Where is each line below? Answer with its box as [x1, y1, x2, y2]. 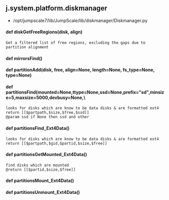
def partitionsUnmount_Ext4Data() [6, 189, 80, 195]
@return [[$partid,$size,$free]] [6, 167, 76, 172]
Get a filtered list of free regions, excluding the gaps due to [6, 40, 145, 45]
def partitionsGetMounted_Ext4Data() [6, 152, 88, 158]
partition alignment [6, 45, 49, 50]
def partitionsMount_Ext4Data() [6, 178, 74, 184]
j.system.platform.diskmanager [6, 4, 108, 13]
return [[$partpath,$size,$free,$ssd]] [6, 110, 90, 115]
